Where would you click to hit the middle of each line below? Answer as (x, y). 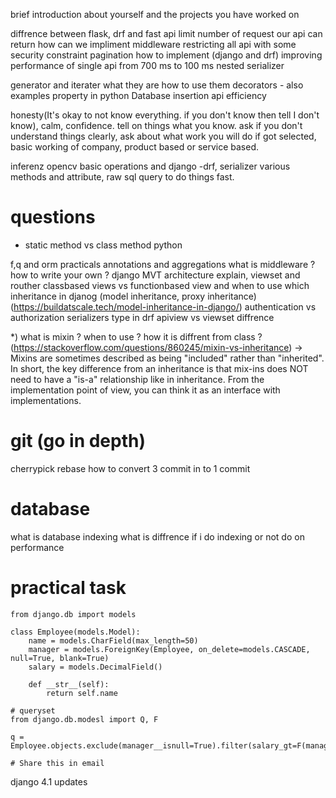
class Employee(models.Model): (75, 632)
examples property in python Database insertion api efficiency (138, 95)
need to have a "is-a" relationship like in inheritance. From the (137, 379)
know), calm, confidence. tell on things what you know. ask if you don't (156, 125)
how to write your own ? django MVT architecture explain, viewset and (155, 275)
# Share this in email (57, 763)
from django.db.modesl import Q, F (84, 719)
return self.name (82, 693)
